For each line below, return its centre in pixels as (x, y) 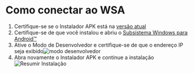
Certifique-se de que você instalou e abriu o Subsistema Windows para (101, 32)
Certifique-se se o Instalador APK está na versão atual (80, 26)
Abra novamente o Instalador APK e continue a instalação (84, 57)
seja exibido (29, 51)
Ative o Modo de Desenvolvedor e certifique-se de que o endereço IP (98, 45)
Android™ (25, 39)
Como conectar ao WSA (65, 10)
